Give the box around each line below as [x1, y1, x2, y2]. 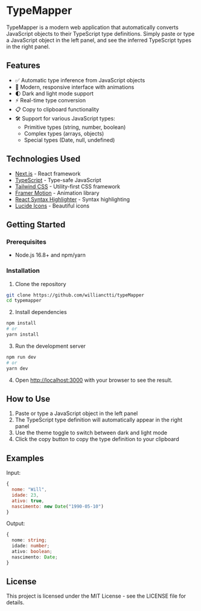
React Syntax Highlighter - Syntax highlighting [14, 195, 130, 203]
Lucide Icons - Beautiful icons [14, 202, 89, 209]
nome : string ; [11, 537, 47, 543]
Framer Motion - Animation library [14, 189, 100, 197]
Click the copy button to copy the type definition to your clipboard [14, 436, 179, 443]
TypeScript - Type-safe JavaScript [14, 176, 101, 183]
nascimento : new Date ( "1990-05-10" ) [11, 503, 104, 509]
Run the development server [14, 342, 86, 350]
